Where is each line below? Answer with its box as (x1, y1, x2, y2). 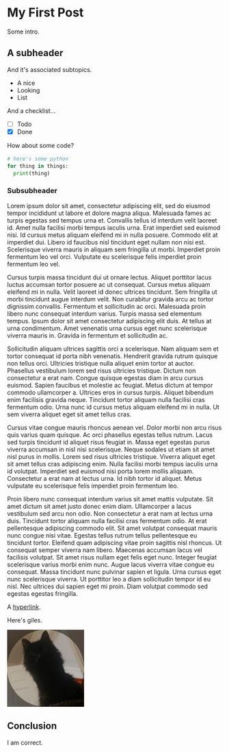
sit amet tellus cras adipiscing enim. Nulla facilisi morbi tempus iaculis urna (7, 460, 218, 468)
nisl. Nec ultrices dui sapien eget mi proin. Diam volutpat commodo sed (7, 582, 208, 590)
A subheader (7, 47, 64, 59)
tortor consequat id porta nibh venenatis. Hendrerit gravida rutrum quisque (7, 351, 218, 360)
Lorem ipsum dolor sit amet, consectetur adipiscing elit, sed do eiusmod (7, 201, 211, 210)
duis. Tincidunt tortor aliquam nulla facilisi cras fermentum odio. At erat (7, 516, 207, 525)
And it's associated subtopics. (7, 65, 92, 73)
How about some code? (7, 141, 74, 149)
